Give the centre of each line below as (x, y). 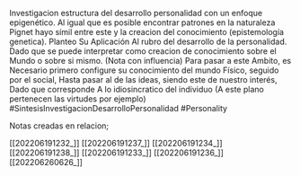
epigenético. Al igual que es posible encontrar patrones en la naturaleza (142, 22)
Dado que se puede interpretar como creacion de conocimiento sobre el (143, 51)
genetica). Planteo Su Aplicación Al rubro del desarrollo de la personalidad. (148, 41)
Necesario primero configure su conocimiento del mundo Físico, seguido (144, 70)
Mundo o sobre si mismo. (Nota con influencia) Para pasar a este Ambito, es (150, 61)
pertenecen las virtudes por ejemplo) (78, 99)
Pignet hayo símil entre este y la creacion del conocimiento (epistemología (147, 32)
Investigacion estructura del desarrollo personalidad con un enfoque (136, 13)
